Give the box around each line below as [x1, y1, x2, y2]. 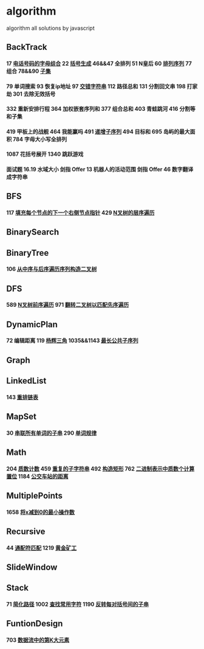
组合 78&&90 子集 [6, 67, 52, 74]
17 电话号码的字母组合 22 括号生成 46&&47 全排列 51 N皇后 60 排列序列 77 [6, 60, 192, 67]
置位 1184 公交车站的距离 [6, 472, 69, 480]
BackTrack [6, 42, 47, 52]
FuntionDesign [6, 619, 63, 629]
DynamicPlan [6, 319, 58, 329]
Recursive [6, 526, 46, 536]
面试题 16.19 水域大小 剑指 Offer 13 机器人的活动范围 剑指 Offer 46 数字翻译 [6, 166, 194, 173]
